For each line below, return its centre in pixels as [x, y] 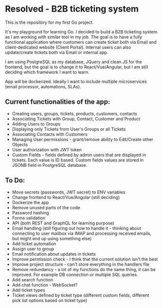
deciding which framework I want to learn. [47, 72]
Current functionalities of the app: [58, 102]
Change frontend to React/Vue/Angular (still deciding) [66, 197]
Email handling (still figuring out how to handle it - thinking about [77, 228]
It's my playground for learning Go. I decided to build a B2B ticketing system [81, 32]
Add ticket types [28, 290]
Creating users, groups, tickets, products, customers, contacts [74, 113]
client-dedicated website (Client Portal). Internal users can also [68, 47]
